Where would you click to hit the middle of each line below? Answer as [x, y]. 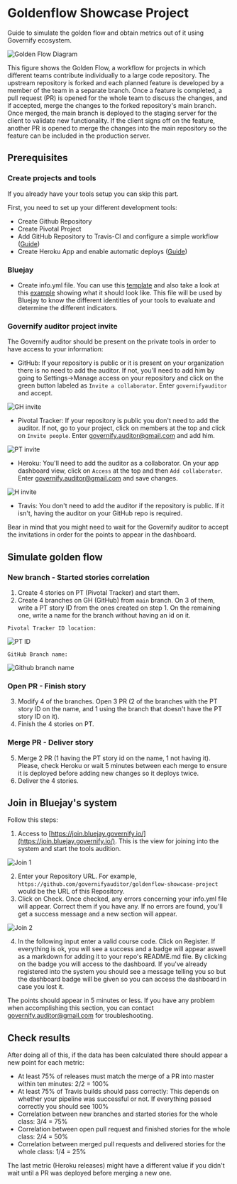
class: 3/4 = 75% [43, 1122]
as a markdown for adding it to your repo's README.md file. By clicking [122, 957]
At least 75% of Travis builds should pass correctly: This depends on [118, 1092]
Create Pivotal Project [49, 229]
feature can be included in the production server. [79, 136]
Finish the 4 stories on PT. [56, 724]
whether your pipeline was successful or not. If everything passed [114, 1099]
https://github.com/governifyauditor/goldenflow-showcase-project [118, 884]
